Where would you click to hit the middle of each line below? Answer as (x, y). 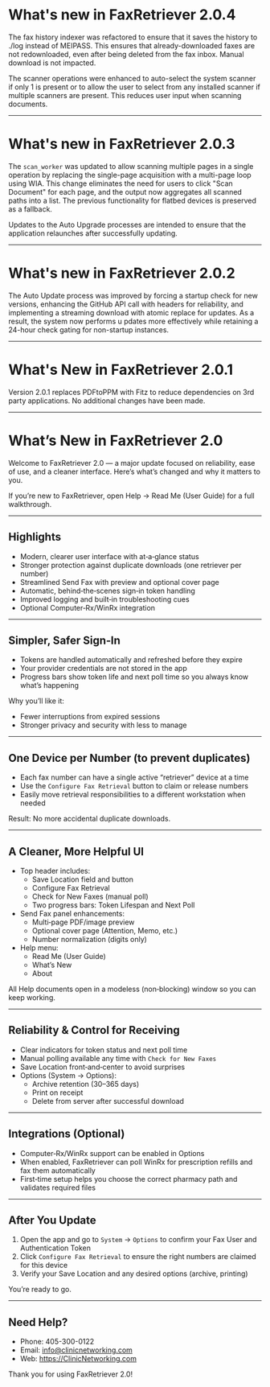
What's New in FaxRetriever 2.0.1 (121, 370)
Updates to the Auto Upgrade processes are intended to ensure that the (127, 224)
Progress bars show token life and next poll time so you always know (134, 677)
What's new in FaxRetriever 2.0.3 (122, 144)
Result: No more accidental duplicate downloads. (90, 819)
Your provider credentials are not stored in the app (103, 669)
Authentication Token (55, 1248)
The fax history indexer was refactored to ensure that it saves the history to (133, 37)
